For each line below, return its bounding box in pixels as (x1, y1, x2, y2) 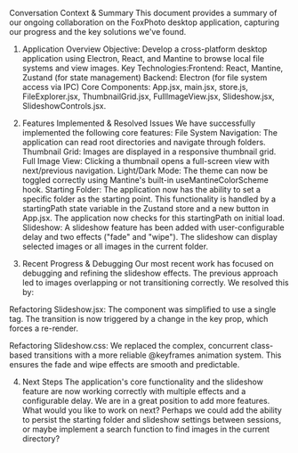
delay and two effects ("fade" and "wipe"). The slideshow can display (21, 232, 278, 242)
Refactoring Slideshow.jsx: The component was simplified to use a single (9, 304, 277, 315)
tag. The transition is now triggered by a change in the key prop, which (9, 314, 269, 324)
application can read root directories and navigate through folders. (21, 137, 266, 147)
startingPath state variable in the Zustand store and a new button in (21, 203, 270, 213)
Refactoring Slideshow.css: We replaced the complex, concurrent (9, 341, 249, 350)
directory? (21, 433, 60, 444)
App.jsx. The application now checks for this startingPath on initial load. (21, 213, 286, 223)
